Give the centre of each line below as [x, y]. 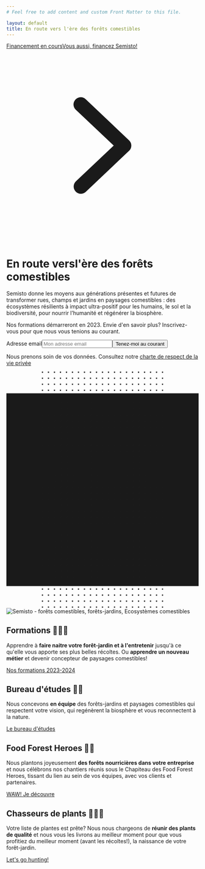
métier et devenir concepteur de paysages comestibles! [77, 658]
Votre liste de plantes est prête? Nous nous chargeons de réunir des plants [101, 828]
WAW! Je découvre [31, 794]
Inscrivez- [175, 325]
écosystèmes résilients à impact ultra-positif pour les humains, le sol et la [99, 307]
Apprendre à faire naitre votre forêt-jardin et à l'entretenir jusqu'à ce [94, 645]
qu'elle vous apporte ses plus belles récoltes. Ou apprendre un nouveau [98, 652]
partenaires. [21, 782]
